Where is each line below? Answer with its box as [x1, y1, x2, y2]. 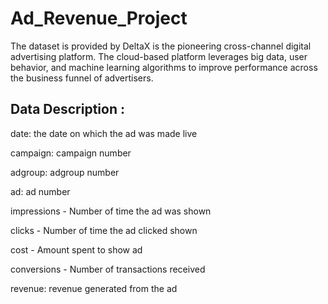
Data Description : [10, 101, 126, 118]
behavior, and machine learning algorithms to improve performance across [10, 61, 318, 73]
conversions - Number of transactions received [10, 263, 206, 275]
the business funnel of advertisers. [10, 72, 154, 84]
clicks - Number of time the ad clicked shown [10, 224, 198, 236]
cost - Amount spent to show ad [10, 243, 143, 256]
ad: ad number [10, 185, 71, 197]
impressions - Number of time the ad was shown [10, 205, 212, 217]
